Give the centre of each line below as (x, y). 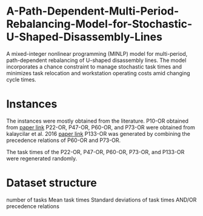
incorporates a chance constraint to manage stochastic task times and (94, 66)
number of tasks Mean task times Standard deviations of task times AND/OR (101, 200)
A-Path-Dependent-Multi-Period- (93, 11)
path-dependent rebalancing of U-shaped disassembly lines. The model (96, 60)
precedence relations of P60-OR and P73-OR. (64, 140)
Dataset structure (52, 183)
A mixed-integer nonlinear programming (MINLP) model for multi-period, (97, 53)
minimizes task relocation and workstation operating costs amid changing (98, 73)
